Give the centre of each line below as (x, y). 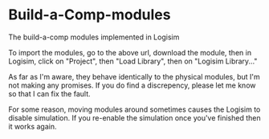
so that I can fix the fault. (49, 93)
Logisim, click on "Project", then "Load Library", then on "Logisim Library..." (133, 61)
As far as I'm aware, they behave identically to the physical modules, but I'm (134, 76)
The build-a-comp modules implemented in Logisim (94, 37)
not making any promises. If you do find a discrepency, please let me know (132, 85)
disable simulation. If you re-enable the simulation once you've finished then (134, 117)
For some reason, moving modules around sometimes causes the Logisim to (134, 109)
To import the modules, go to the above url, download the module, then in (130, 52)
